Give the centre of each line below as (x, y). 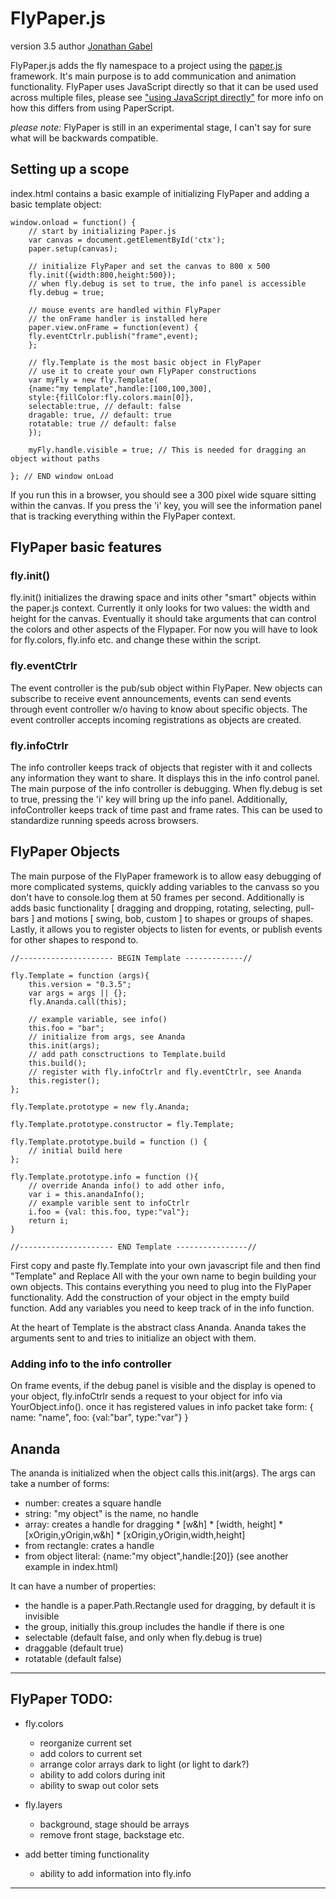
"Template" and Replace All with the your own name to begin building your (163, 1276)
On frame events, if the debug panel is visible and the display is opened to (163, 1386)
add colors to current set (90, 1753)
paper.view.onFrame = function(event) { (113, 327)
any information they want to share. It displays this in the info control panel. (165, 778)
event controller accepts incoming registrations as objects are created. (156, 719)
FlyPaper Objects (65, 852)
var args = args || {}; (78, 993)
